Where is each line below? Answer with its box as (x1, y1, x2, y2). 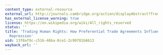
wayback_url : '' (5, 43, 38, 47)
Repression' (9, 34, 34, 39)
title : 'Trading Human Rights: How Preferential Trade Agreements (5, 29, 142, 34)
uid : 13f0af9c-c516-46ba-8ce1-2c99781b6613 (5, 38, 95, 43)
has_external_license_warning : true (5, 16, 79, 21)
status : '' (5, 25, 27, 30)
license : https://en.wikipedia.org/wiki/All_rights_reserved (5, 20, 131, 25)
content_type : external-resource (5, 7, 73, 12)
